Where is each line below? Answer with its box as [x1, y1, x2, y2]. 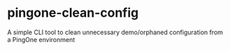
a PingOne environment [7, 35, 76, 43]
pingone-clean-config [7, 5, 139, 21]
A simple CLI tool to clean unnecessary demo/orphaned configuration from [7, 28, 224, 36]
